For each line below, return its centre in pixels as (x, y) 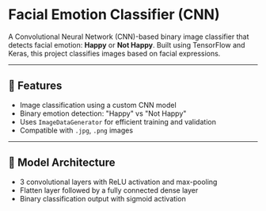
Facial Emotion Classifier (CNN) (114, 15)
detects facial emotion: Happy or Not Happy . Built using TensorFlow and (127, 44)
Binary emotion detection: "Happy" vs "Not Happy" (103, 113)
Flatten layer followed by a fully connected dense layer (109, 190)
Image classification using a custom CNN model (98, 105)
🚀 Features (35, 86)
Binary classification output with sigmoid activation (103, 198)
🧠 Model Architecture (62, 163)
